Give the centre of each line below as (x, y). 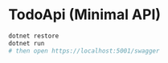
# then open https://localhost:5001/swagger (84, 51)
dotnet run (27, 43)
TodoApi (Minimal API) (85, 15)
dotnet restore (34, 36)
